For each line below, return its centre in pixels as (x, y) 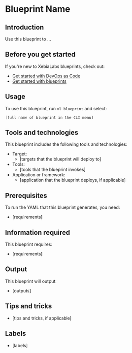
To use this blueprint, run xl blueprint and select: (56, 108)
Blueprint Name (38, 9)
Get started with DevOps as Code (46, 76)
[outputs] (21, 290)
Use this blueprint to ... (28, 39)
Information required (38, 232)
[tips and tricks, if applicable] (42, 318)
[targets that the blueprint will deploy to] (60, 159)
